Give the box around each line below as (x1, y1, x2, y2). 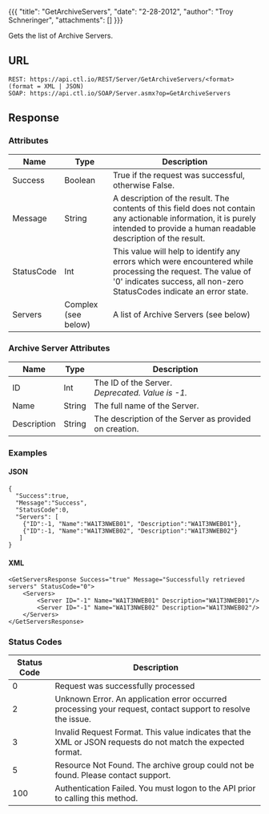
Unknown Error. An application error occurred (54, 694, 227, 705)
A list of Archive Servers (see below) (112, 309, 251, 320)
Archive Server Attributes (8, 342, 110, 354)
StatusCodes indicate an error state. (112, 286, 249, 297)
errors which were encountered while (112, 256, 254, 267)
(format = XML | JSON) (8, 82, 84, 91)
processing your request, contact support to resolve (54, 703, 251, 715)
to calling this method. (54, 793, 139, 804)
